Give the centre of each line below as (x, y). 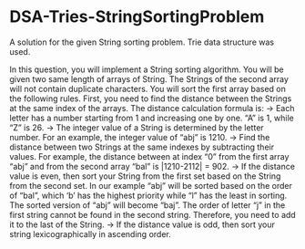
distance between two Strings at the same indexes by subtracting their (142, 147)
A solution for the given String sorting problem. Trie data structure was (142, 42)
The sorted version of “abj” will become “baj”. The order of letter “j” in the (147, 205)
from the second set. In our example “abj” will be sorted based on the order (151, 185)
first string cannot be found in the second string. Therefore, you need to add (152, 214)
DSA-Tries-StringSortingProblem (137, 17)
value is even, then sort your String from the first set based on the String (145, 176)
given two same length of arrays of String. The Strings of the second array (149, 78)
